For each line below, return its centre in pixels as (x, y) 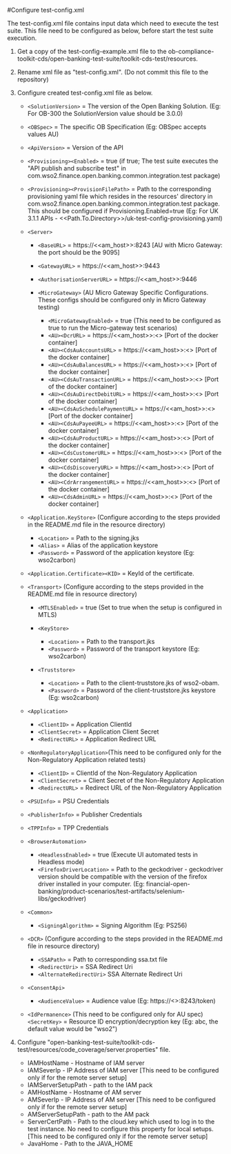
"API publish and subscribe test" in (77, 168)
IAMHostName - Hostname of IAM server (86, 1063)
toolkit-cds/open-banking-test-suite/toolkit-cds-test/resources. (108, 59)
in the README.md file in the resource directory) (96, 525)
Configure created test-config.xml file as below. (85, 93)
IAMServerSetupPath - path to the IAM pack (90, 1085)
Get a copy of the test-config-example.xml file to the (92, 51)
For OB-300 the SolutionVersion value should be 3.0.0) (105, 114)
